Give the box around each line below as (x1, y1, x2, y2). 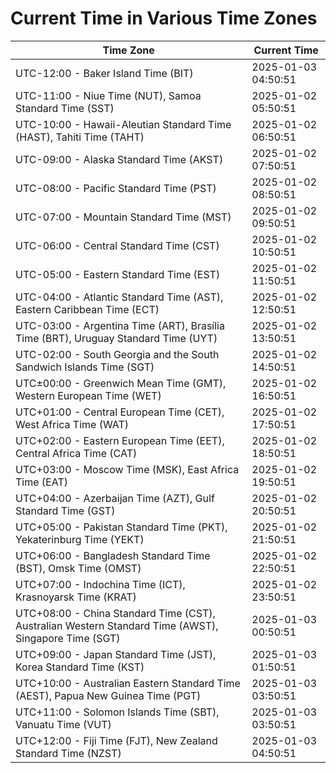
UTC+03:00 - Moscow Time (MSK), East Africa (15, 462, 240, 476)
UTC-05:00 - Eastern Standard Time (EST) (15, 267, 221, 281)
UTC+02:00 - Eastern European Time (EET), (15, 433, 225, 447)
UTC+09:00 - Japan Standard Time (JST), (15, 647, 217, 661)
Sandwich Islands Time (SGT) (15, 360, 155, 374)
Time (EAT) (15, 475, 68, 489)
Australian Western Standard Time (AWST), (15, 618, 219, 632)
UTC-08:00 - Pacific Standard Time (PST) (15, 181, 217, 195)
